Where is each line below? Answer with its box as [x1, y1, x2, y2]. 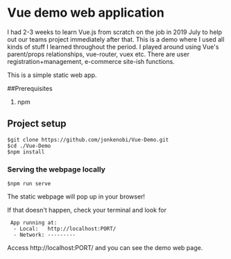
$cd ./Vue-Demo [7, 142, 51, 149]
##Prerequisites [7, 84, 53, 92]
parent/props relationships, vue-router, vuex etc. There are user [7, 50, 189, 58]
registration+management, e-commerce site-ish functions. [7, 57, 175, 65]
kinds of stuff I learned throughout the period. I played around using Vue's [7, 42, 219, 51]
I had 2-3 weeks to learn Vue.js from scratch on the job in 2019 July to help [7, 28, 223, 36]
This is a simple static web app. [7, 71, 97, 79]
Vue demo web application [7, 5, 164, 21]
